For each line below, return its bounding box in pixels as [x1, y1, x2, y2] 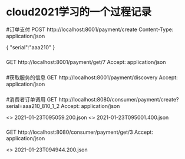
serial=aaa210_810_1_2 [6, 102, 60, 109]
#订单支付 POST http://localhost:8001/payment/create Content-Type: [6, 26, 174, 33]
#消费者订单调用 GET [6, 96, 58, 103]
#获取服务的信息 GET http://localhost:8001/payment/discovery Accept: [6, 74, 178, 81]
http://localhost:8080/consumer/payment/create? [58, 96, 179, 103]
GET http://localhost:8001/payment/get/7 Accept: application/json [6, 58, 166, 65]
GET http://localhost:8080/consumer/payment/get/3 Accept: [6, 128, 153, 136]
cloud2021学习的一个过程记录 [6, 5, 152, 19]
